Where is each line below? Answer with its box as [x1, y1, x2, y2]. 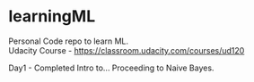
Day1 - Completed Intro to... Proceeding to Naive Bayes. [8, 62, 215, 73]
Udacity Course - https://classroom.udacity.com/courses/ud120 [8, 45, 245, 55]
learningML [8, 6, 96, 27]
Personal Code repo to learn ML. [8, 36, 129, 46]
